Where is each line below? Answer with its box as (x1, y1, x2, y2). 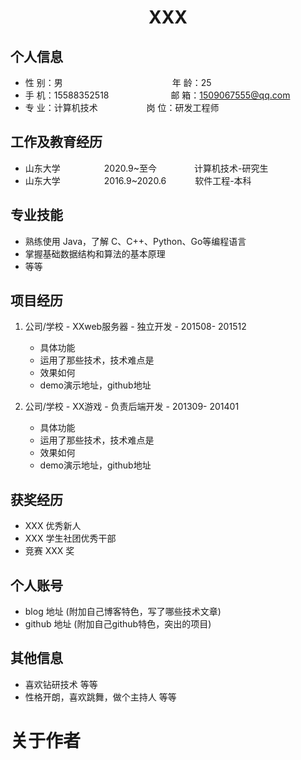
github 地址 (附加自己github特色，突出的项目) (24, 618, 212, 630)
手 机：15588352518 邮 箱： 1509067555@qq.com (24, 89, 291, 101)
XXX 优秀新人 (24, 520, 82, 532)
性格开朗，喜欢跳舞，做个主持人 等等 (24, 691, 177, 703)
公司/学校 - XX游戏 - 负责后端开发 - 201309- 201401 (24, 401, 240, 413)
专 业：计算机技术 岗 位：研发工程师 (24, 102, 220, 113)
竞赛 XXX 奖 (24, 545, 75, 557)
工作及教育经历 (10, 134, 103, 151)
